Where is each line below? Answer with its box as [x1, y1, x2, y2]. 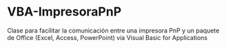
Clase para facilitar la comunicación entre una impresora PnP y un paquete [7, 26, 220, 34]
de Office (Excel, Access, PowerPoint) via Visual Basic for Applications [7, 33, 208, 41]
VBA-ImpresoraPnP [7, 4, 122, 20]
